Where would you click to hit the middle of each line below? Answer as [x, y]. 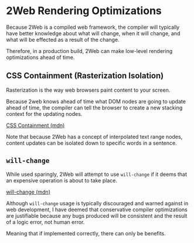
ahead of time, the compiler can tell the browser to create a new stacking [94, 108]
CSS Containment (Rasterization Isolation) [85, 76]
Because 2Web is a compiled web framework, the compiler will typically [93, 27]
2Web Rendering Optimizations [84, 11]
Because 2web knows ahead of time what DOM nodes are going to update [96, 101]
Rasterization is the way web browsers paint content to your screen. [88, 90]
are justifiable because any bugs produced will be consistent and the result [97, 215]
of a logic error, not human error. [45, 222]
